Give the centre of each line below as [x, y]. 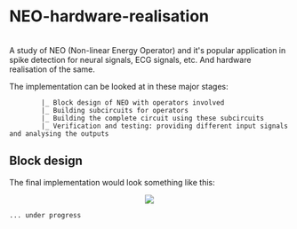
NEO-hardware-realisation [109, 16]
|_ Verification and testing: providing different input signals [165, 126]
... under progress [45, 215]
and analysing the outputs [59, 134]
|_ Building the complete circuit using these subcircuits [153, 118]
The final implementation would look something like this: [112, 182]
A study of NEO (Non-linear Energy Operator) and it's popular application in [148, 50]
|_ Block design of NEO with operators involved [133, 103]
